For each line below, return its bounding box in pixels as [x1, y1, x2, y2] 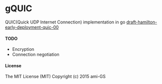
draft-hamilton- [126, 19, 157, 25]
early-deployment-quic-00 [5, 24, 59, 30]
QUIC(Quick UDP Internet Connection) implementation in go [5, 19, 125, 25]
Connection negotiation [12, 52, 60, 58]
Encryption [12, 46, 35, 52]
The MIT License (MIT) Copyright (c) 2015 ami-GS [5, 74, 106, 80]
